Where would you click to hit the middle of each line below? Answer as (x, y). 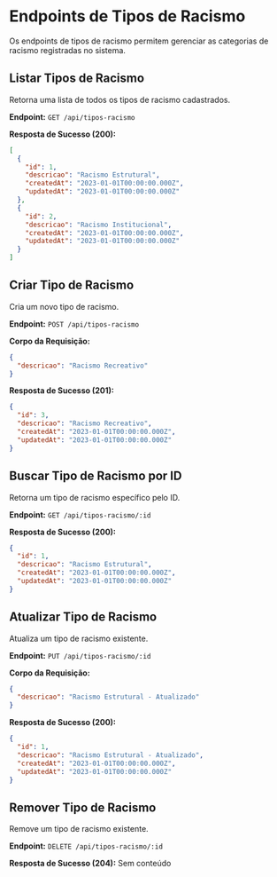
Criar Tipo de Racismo (72, 285)
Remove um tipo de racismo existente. (79, 829)
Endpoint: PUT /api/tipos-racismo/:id (80, 655)
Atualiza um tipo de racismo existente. (79, 638)
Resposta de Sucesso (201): (62, 391)
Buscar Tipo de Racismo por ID (96, 476)
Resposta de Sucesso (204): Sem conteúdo (90, 864)
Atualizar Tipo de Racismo (83, 617)
